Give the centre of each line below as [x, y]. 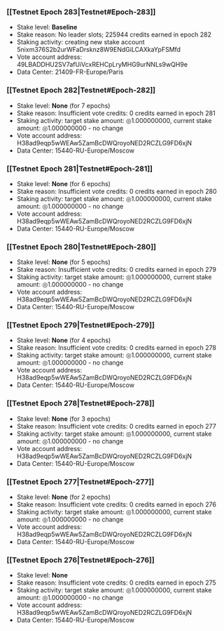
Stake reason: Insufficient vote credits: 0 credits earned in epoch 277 [116, 426]
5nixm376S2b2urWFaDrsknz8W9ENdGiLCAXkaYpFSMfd [99, 50]
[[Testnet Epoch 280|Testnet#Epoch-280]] [82, 247]
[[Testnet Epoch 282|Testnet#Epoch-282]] [81, 90]
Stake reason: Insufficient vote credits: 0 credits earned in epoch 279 [116, 270]
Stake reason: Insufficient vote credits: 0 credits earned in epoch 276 [116, 505]
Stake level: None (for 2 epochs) [64, 497]
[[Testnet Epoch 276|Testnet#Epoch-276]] [80, 560]
